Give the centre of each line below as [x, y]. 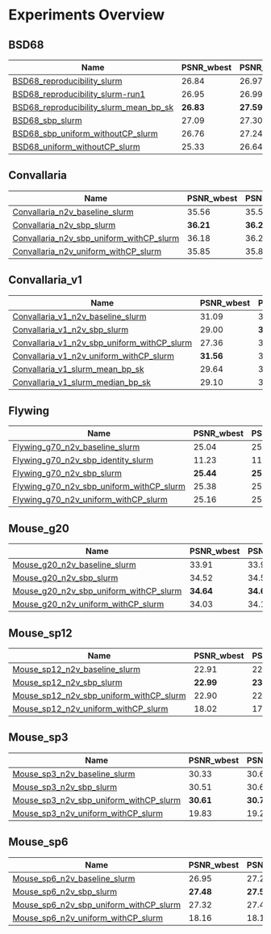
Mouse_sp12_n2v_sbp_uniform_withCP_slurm [99, 695]
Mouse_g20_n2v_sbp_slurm [65, 578]
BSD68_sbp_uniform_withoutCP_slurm [85, 133]
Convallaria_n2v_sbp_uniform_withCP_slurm [96, 238]
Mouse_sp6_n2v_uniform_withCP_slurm [88, 918]
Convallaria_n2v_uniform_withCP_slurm [87, 251]
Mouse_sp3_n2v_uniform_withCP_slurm [88, 813]
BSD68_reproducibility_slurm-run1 [79, 94]
